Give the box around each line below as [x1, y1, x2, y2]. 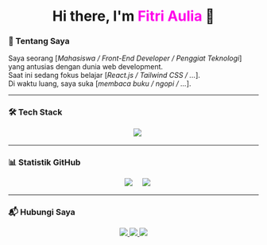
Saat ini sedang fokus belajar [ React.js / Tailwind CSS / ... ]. [8, 71, 201, 80]
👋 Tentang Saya [8, 36, 70, 47]
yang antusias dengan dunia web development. [8, 62, 164, 72]
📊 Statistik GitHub [8, 157, 81, 168]
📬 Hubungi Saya [8, 207, 75, 217]
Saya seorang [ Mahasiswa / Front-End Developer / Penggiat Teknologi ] [8, 53, 242, 63]
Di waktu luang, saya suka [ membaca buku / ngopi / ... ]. [8, 79, 192, 88]
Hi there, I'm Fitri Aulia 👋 [52, 7, 215, 25]
